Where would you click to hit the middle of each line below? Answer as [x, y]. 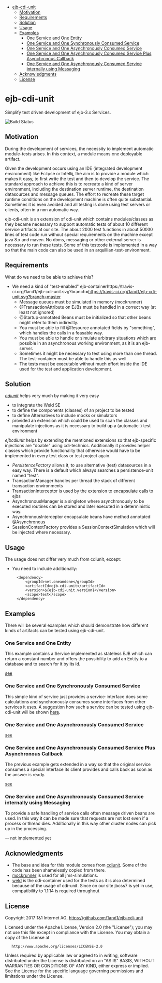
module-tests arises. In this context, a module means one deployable [74, 154]
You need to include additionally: [44, 569]
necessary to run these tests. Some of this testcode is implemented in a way [81, 245]
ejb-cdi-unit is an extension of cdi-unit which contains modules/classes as [79, 219]
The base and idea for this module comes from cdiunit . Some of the [79, 865]
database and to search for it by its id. [43, 664]
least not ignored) [37, 312]
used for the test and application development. [66, 369]
